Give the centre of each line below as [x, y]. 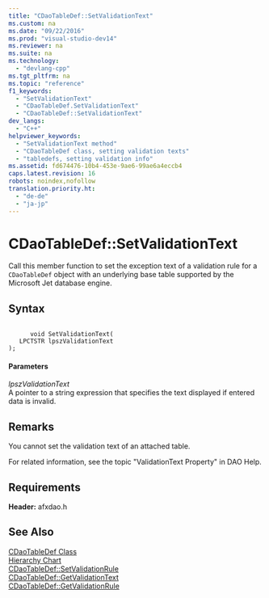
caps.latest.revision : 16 [52, 174]
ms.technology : [34, 61]
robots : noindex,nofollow [52, 181]
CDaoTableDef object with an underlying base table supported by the [121, 275]
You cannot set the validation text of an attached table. [99, 446]
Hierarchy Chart [35, 560]
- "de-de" [32, 196]
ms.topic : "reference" [46, 83]
